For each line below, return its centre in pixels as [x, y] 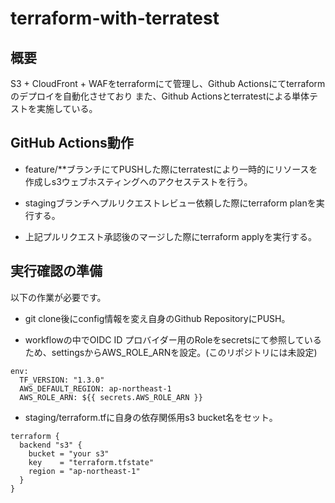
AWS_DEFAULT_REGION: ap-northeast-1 [95, 388]
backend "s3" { [51, 445]
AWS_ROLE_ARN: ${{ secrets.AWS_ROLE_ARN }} [111, 397]
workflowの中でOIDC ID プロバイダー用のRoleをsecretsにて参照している [173, 339]
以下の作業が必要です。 [58, 297]
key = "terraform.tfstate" [91, 462]
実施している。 [67, 108]
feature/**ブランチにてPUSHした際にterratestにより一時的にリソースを [171, 169]
